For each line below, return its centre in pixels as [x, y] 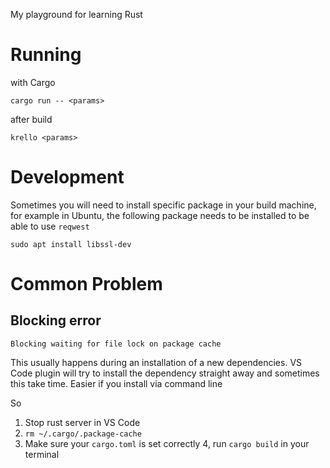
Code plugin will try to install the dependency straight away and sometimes [165, 373]
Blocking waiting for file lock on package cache [116, 344]
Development [67, 177]
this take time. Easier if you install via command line [116, 383]
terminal [42, 454]
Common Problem [86, 284]
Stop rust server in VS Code [82, 422]
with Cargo [33, 82]
